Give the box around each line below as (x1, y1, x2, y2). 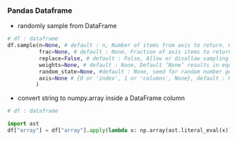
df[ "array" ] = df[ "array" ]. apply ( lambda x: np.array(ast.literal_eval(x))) (7, 127, 235, 134)
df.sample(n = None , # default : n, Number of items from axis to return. (7, 42, 226, 49)
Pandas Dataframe (7, 6, 73, 16)
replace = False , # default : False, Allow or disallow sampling (38, 55, 229, 62)
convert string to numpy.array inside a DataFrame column (17, 94, 186, 102)
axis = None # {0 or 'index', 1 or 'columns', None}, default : (38, 75, 226, 82)
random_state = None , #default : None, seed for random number (38, 68, 222, 75)
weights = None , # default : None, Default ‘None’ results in (38, 61, 219, 68)
